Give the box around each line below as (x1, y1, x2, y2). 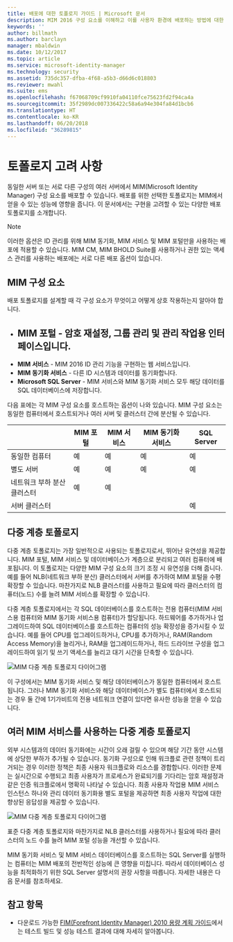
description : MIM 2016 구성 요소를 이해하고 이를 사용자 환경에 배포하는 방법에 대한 (7, 17, 224, 24)
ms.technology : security (7, 68, 79, 75)
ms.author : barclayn (7, 36, 67, 43)
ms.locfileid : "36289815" (7, 126, 82, 133)
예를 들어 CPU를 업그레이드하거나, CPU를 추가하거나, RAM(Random (27, 630, 213, 639)
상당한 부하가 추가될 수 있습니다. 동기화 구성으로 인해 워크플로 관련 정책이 (14, 754, 213, 762)
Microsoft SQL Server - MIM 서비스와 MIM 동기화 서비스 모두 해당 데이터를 (17, 377, 225, 385)
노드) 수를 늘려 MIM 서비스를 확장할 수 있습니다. (20, 589, 150, 598)
